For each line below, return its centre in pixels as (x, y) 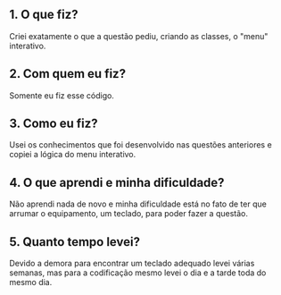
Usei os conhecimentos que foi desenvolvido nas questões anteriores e (140, 145)
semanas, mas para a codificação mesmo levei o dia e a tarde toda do (138, 273)
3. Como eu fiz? (54, 124)
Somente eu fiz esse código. (62, 95)
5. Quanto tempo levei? (75, 242)
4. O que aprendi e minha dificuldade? (117, 182)
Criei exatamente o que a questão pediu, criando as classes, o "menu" (139, 36)
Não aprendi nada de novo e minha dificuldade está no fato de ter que (138, 204)
